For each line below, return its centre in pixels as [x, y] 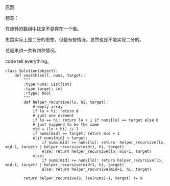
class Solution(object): [32, 71]
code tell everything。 [29, 61]
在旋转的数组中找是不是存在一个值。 [43, 29]
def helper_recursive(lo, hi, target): [66, 102]
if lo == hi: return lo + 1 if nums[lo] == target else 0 [95, 120]
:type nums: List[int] [48, 84]
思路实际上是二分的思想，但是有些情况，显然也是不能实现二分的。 [75, 40]
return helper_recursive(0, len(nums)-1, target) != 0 [83, 178]
